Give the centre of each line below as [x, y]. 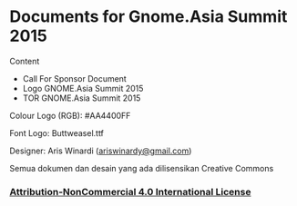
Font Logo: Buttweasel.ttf [57, 132]
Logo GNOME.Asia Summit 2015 [83, 88]
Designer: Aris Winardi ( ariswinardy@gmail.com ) [101, 151]
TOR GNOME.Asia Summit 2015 [82, 98]
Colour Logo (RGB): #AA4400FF [70, 115]
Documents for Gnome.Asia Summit [148, 17]
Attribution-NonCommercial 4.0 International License [130, 191]
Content [25, 61]
